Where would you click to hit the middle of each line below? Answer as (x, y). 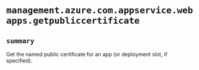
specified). (19, 61)
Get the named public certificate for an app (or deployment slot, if (87, 54)
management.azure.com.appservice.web (100, 10)
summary (20, 41)
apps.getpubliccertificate (73, 21)
